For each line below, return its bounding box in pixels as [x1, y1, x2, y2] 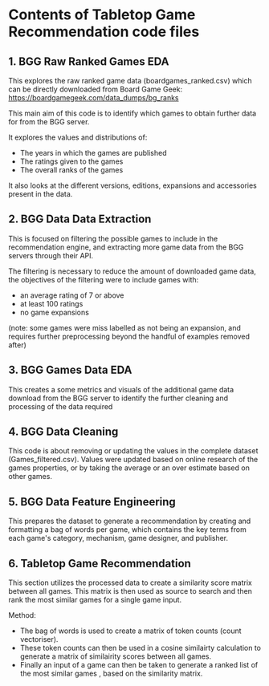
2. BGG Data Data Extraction [8, 213, 152, 226]
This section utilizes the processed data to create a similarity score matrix [8, 578, 253, 587]
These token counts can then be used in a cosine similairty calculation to [19, 643, 261, 653]
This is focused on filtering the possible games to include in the [8, 233, 218, 243]
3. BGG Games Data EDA [8, 363, 132, 377]
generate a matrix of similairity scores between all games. [19, 651, 212, 661]
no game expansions [19, 307, 90, 317]
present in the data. [8, 189, 73, 198]
